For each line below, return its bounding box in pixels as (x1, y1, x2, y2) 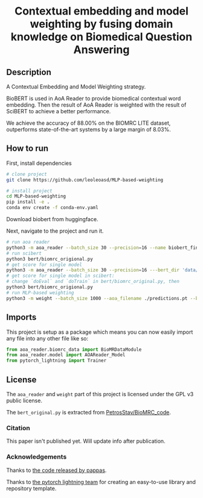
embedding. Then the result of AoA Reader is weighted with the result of (6, 101, 187, 108)
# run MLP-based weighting (6, 290, 74, 296)
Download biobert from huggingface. (6, 216, 98, 223)
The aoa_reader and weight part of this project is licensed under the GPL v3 (6, 390, 194, 397)
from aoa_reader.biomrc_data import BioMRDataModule (6, 347, 142, 353)
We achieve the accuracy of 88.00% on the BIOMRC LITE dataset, (6, 119, 171, 127)
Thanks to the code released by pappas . (6, 466, 107, 474)
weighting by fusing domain (30, 17, 173, 31)
